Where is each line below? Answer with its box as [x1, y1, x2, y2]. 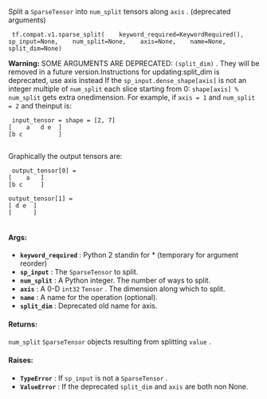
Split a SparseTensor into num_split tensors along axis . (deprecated [8, 7, 231, 16]
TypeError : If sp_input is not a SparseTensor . [19, 373, 168, 382]
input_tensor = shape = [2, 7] [11, 117, 116, 124]
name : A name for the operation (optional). [19, 293, 158, 302]
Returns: [8, 319, 38, 329]
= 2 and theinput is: [8, 101, 72, 110]
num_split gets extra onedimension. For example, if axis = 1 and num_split [8, 93, 256, 102]
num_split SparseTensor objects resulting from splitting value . [8, 337, 211, 346]
